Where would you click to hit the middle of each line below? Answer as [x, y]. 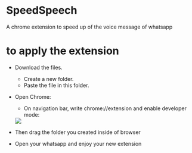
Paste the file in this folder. [56, 85]
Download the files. [38, 67]
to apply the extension [63, 51]
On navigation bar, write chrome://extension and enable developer [105, 108]
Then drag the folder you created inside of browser [78, 132]
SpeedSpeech [42, 10]
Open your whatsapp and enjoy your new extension [78, 143]
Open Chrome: [33, 96]
